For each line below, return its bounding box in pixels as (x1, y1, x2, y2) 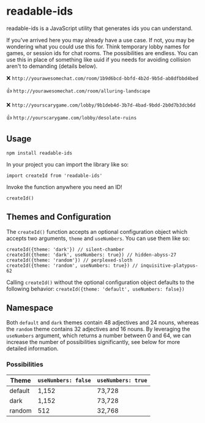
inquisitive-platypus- (140, 262, 199, 269)
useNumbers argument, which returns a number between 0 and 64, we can (6, 332, 192, 339)
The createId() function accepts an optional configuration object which (6, 228, 188, 235)
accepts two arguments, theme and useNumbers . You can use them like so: (6, 234, 190, 242)
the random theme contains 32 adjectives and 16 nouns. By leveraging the (6, 326, 191, 333)
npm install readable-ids (6, 150, 72, 156)
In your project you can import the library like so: (6, 160, 129, 168)
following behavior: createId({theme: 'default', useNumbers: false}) (6, 285, 185, 292)
